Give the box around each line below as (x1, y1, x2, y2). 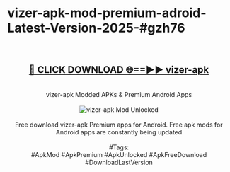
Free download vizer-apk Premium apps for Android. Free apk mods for (15, 120, 223, 129)
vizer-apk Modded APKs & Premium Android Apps (45, 90, 192, 98)
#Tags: (108, 143, 130, 151)
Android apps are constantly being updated (55, 127, 183, 136)
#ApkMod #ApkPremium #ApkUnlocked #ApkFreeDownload (30, 150, 207, 159)
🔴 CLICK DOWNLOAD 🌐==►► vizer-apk (28, 64, 209, 76)
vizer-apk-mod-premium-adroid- (7, 5, 207, 21)
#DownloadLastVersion (84, 158, 154, 166)
